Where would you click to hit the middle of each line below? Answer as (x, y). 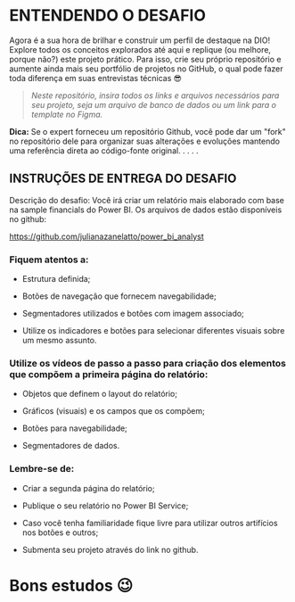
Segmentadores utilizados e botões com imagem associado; (133, 314)
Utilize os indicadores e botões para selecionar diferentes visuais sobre (153, 331)
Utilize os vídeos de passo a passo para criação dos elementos (148, 363)
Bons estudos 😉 (71, 586)
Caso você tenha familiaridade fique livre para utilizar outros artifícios (150, 523)
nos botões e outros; (60, 532)
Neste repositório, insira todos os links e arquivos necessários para (155, 95)
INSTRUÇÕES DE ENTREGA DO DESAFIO (123, 179)
